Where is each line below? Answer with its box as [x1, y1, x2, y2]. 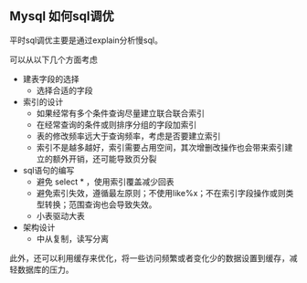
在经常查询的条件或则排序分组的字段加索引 [36, 119, 197, 130]
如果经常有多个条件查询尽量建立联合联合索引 [36, 108, 206, 119]
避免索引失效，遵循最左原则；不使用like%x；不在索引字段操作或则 [36, 187, 286, 198]
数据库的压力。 [16, 264, 74, 275]
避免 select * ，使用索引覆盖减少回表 [36, 176, 175, 187]
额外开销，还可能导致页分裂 [52, 153, 157, 164]
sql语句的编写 [22, 164, 75, 175]
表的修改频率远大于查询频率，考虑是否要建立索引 [36, 131, 221, 141]
